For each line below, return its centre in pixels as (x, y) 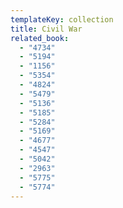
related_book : (40, 38)
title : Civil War (46, 29)
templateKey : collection (62, 19)
